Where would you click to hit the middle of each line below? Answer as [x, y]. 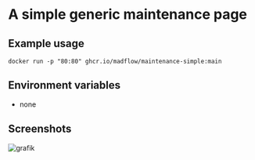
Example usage [46, 44]
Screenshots [40, 129]
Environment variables [65, 85]
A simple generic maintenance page [128, 15]
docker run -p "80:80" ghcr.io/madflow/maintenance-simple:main [115, 61]
